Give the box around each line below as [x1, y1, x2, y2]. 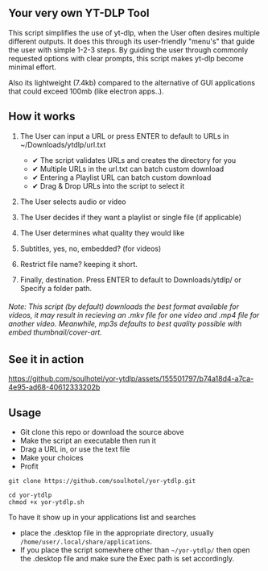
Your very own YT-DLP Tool [8, 6, 150, 20]
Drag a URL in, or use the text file [19, 444, 130, 454]
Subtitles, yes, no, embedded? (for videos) [19, 244, 162, 253]
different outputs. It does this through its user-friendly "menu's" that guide [8, 36, 255, 46]
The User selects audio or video [19, 197, 126, 206]
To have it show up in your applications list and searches [8, 512, 196, 523]
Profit [19, 461, 39, 471]
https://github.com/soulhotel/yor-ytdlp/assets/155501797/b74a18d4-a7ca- [8, 374, 254, 384]
